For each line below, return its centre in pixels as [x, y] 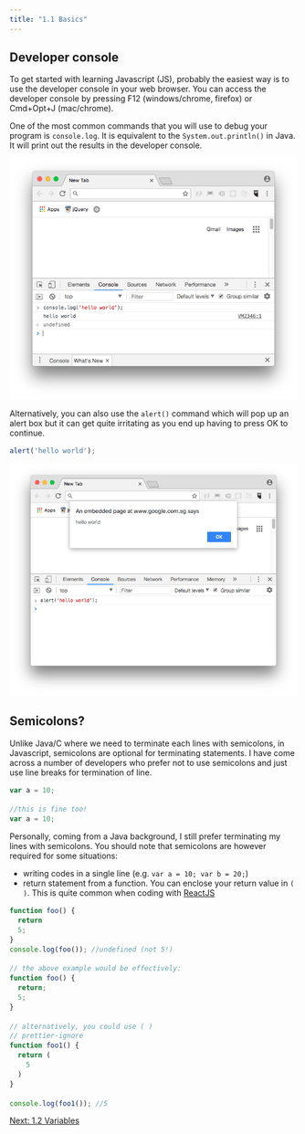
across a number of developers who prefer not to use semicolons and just [148, 762]
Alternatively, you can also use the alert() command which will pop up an [149, 413]
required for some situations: [64, 856]
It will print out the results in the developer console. [106, 145]
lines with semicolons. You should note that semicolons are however [138, 846]
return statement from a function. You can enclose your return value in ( [158, 883]
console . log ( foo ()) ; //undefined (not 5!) [91, 950]
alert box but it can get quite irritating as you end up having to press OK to [149, 423]
